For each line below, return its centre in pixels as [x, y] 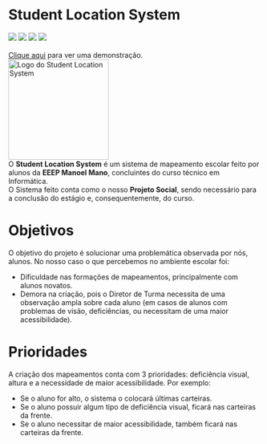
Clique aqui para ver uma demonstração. [76, 55]
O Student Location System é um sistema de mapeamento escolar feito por [134, 164]
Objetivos [41, 231]
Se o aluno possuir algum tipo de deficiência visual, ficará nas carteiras [138, 406]
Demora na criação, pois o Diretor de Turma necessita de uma [123, 294]
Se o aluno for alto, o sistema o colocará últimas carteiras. [116, 398]
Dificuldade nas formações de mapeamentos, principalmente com [129, 277]
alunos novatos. [46, 285]
